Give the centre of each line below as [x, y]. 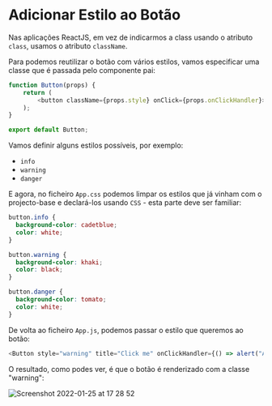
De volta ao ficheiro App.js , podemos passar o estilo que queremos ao [126, 330]
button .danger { [36, 292]
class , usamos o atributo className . [68, 45]
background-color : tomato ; [61, 300]
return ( [38, 92]
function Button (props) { [52, 85]
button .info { [32, 218]
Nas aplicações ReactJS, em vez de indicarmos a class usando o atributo [131, 37]
